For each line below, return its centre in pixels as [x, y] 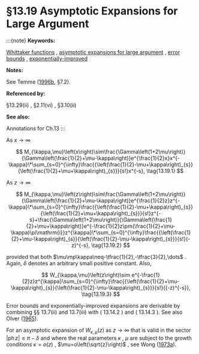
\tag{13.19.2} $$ [111, 245]
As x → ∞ [19, 140]
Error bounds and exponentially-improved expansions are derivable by [93, 305]
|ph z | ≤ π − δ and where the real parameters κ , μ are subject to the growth [99, 338]
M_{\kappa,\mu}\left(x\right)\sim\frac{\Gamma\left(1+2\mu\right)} [105, 151]
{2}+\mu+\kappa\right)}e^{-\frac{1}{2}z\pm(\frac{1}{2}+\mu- [101, 226]
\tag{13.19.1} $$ [165, 171]
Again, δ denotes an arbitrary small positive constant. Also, [79, 263]
